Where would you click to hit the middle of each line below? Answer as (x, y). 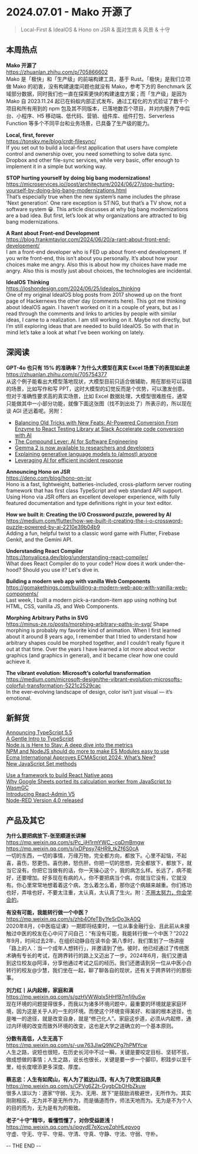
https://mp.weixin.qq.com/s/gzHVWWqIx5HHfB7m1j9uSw (76, 997)
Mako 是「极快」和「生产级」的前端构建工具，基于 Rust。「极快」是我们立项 (98, 79)
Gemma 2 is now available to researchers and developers (84, 447)
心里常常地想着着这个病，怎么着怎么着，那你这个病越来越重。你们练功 (107, 885)
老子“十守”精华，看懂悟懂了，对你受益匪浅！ (61, 1120)
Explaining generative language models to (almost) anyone (86, 454)
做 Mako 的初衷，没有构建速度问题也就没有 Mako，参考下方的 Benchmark (96, 86)
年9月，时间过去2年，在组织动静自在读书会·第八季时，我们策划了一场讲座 (95, 941)
